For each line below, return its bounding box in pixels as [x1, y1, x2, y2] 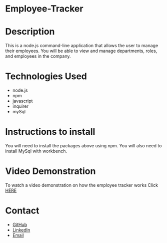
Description [5, 26, 55, 38]
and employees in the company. [5, 53, 71, 59]
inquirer [12, 103, 29, 109]
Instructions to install [5, 126, 95, 138]
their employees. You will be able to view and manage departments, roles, [5, 48, 157, 54]
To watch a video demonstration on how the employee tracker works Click [5, 182, 158, 188]
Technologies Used [5, 71, 87, 82]
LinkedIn [12, 226, 30, 233]
